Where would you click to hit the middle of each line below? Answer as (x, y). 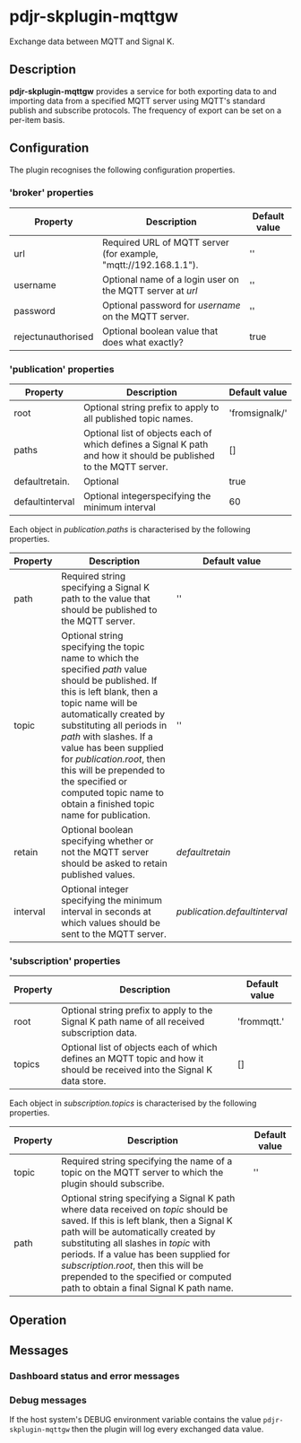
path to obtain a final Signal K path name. (148, 1288)
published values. (99, 875)
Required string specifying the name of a (147, 1161)
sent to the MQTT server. (114, 934)
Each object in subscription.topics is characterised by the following (133, 1103)
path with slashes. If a (107, 737)
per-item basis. (37, 119)
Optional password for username (171, 305)
